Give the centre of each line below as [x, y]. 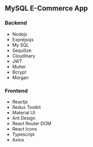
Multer [19, 66]
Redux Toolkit [26, 107]
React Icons [25, 129]
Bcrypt [19, 72]
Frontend [16, 90]
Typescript [23, 134]
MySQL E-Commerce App [46, 8]
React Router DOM [32, 123]
